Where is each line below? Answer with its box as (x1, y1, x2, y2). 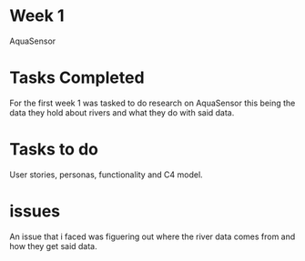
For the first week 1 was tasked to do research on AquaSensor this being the (9, 97, 296, 108)
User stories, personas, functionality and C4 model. (9, 169, 203, 180)
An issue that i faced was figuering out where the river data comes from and (9, 231, 296, 242)
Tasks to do (9, 139, 98, 160)
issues (9, 201, 61, 221)
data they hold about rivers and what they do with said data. (9, 106, 235, 118)
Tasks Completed (9, 67, 145, 88)
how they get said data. (9, 240, 97, 251)
